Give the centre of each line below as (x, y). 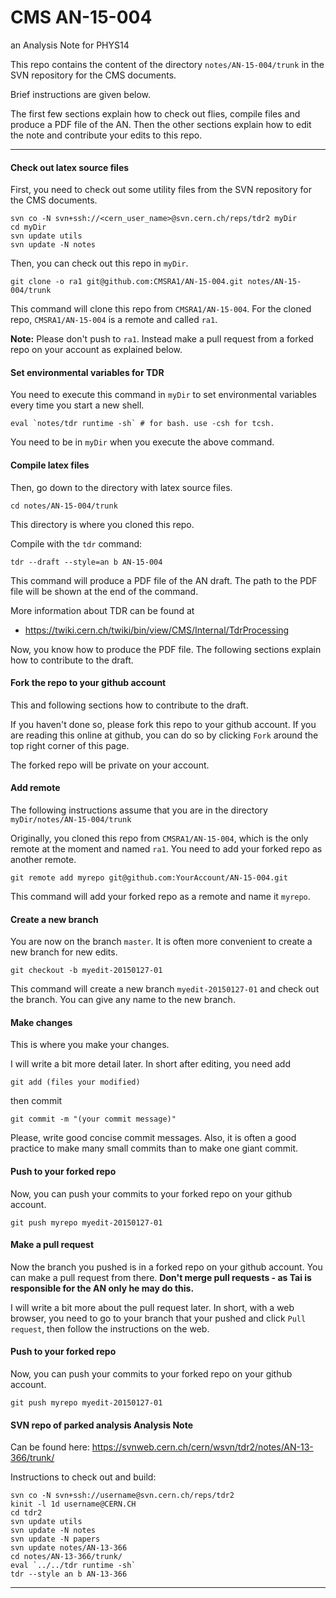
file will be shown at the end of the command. (104, 591)
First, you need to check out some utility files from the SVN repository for (161, 190)
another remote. (43, 859)
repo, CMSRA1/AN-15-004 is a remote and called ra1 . (114, 320)
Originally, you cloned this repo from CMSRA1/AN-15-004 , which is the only (159, 838)
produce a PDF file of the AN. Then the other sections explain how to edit (161, 124)
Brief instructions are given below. (81, 94)
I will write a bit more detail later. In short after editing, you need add (150, 1064)
